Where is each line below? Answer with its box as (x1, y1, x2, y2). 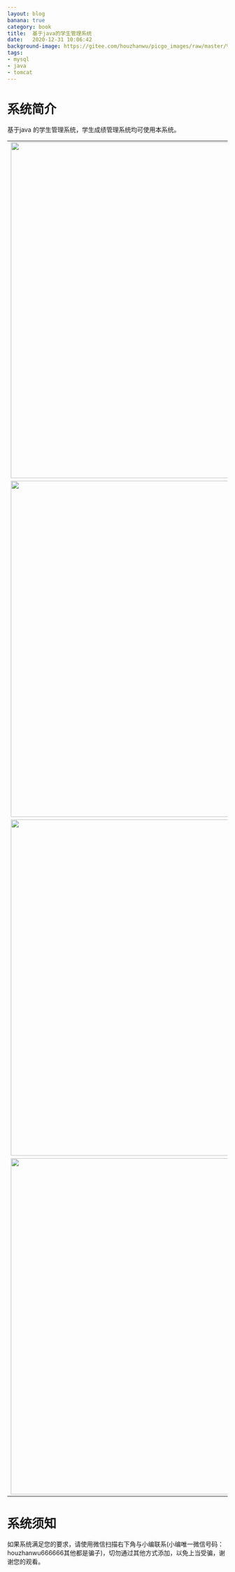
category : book (7, 23, 52, 30)
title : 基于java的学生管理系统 (7, 29, 92, 37)
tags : (7, 50, 23, 57)
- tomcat (7, 69, 33, 76)
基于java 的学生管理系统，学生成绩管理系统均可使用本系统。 (7, 125, 180, 134)
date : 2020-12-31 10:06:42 (7, 36, 92, 43)
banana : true (7, 17, 45, 24)
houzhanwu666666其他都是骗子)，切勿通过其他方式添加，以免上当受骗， (7, 1549, 220, 1557)
